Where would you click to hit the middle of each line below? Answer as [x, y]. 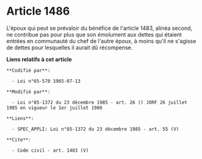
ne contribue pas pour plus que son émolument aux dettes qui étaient [94, 34]
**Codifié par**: [28, 70]
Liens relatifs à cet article [39, 59]
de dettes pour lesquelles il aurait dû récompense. [69, 48]
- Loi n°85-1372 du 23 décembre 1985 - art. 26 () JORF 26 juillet [100, 102]
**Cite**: [19, 140]
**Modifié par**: [28, 92]
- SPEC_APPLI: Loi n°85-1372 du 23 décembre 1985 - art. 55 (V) [95, 129]
